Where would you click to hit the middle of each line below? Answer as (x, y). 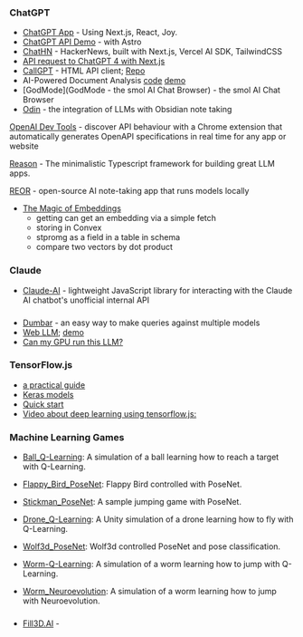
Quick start (43, 404)
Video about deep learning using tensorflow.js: (109, 413)
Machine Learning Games (67, 437)
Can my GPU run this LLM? (73, 342)
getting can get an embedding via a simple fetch (126, 218)
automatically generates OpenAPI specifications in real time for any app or (148, 137)
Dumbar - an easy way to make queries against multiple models (141, 323)
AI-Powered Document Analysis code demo (104, 81)
